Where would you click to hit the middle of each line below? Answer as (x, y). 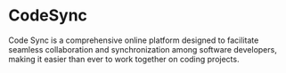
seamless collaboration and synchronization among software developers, (143, 49)
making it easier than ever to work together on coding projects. (124, 59)
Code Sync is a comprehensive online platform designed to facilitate (134, 40)
